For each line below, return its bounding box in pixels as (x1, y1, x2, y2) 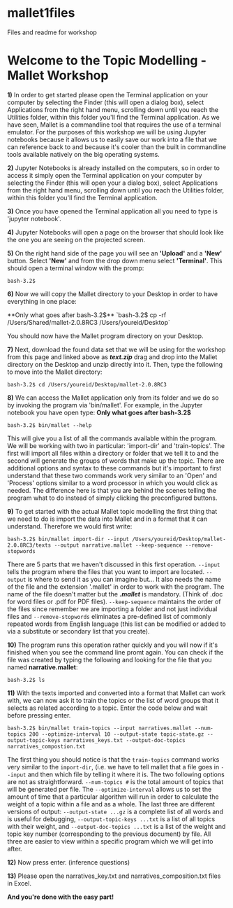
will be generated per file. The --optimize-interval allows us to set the (7, 785, 212, 793)
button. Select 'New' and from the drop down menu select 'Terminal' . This (7, 256, 223, 265)
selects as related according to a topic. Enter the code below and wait (7, 704, 208, 712)
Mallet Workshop (7, 68, 109, 83)
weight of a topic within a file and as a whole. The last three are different (7, 799, 215, 808)
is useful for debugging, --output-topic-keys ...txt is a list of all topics (7, 814, 216, 823)
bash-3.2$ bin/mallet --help (7, 421, 92, 428)
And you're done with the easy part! (7, 893, 114, 901)
